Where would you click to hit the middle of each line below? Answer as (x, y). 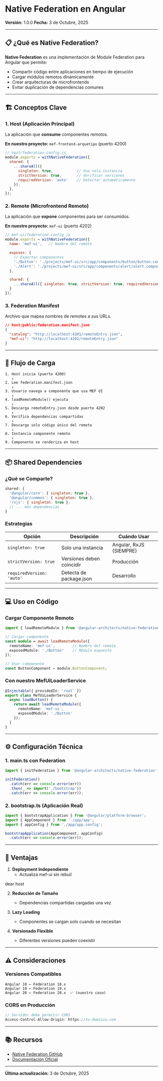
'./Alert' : (25, 266)
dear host (15, 884)
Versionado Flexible (33, 931)
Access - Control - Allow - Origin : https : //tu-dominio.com (61, 1019)
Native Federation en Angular (65, 9)
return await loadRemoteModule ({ (48, 704)
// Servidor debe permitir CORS (38, 1015)
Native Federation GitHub (37, 1054)
